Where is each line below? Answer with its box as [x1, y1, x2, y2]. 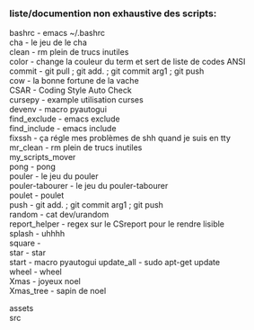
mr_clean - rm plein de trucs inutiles [9, 142, 143, 153]
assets [9, 303, 34, 314]
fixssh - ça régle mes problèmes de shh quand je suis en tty [9, 133, 232, 144]
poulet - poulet [9, 190, 65, 201]
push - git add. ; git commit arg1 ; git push [9, 200, 164, 210]
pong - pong [9, 161, 56, 173]
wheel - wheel [9, 266, 63, 277]
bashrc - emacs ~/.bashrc [9, 28, 106, 39]
